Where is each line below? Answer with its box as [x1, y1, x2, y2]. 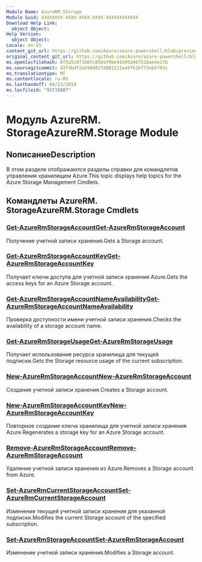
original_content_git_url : [6, 54, 74, 60]
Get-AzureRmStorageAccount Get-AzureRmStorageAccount [6, 223, 185, 232]
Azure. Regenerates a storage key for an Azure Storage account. [6, 428, 165, 436]
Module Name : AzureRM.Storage [6, 8, 82, 15]
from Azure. [6, 471, 36, 478]
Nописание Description [6, 150, 96, 160]
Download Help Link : [6, 20, 58, 26]
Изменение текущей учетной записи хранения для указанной [6, 507, 165, 514]
